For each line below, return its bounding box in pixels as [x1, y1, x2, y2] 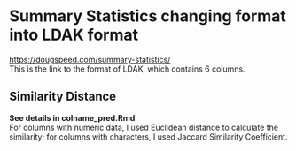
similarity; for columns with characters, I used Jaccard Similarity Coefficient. [9, 131, 288, 142]
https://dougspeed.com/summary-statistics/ [9, 54, 171, 64]
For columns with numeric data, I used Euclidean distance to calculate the [9, 122, 279, 132]
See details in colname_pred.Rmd [9, 112, 136, 123]
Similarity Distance [9, 89, 117, 104]
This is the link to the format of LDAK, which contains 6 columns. [9, 64, 245, 74]
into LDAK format [9, 25, 139, 45]
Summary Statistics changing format [9, 6, 286, 26]
